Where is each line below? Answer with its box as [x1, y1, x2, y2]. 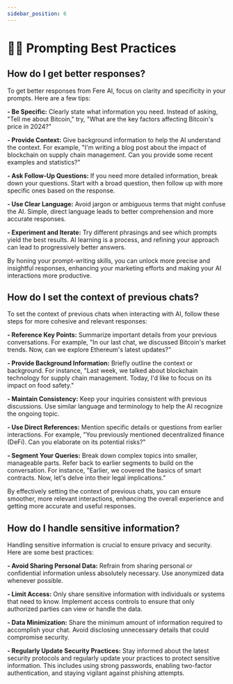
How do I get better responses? [7, 68, 146, 80]
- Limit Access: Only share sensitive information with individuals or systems [7, 590, 225, 598]
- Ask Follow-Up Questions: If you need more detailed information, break [7, 172, 218, 180]
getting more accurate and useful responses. [7, 502, 136, 510]
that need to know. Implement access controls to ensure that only [7, 598, 195, 606]
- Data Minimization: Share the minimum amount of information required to [7, 618, 223, 627]
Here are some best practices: [7, 548, 94, 556]
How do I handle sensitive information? [7, 522, 180, 534]
